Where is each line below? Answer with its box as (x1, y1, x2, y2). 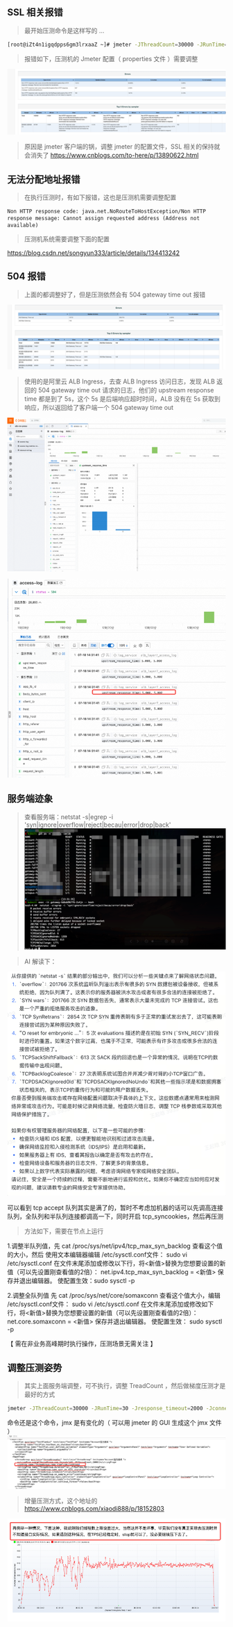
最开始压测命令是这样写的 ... (24, 26, 105, 35)
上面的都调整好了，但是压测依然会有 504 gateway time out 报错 (24, 290, 206, 299)
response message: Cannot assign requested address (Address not (7, 215, 200, 222)
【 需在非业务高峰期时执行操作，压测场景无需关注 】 (7, 1339, 157, 1348)
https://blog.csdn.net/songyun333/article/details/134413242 (7, 249, 180, 257)
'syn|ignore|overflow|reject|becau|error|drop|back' (24, 820, 171, 829)
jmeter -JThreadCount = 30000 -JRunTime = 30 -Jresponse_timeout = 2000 (7, 1405, 203, 1412)
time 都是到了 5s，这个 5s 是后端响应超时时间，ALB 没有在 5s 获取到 (24, 395, 221, 403)
